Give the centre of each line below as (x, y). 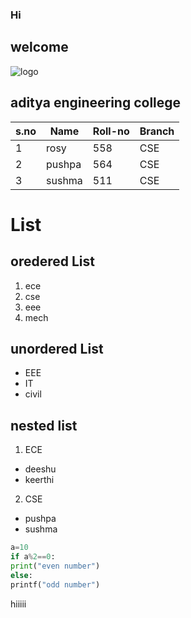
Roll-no (111, 131)
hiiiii (18, 604)
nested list (44, 425)
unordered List (57, 348)
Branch (157, 131)
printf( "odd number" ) (55, 584)
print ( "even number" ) (55, 566)
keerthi (39, 480)
